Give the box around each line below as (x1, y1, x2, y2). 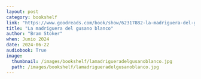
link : (6, 20, 20, 26)
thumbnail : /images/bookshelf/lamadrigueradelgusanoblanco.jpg (11, 58, 172, 64)
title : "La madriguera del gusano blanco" (6, 25, 114, 31)
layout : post (6, 8, 39, 15)
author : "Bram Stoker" (6, 31, 63, 37)
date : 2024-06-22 (6, 42, 50, 48)
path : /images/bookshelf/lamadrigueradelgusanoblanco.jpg (11, 64, 160, 70)
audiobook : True (6, 48, 47, 53)
